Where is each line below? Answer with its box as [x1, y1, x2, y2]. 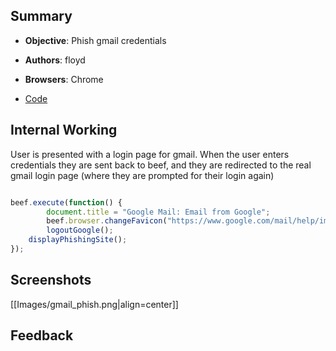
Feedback [10, 327, 74, 344]
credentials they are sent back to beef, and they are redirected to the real [10, 159, 312, 171]
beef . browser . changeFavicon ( [46, 216, 168, 226]
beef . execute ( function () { [10, 197, 123, 208]
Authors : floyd [24, 54, 86, 66]
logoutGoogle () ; [46, 225, 114, 236]
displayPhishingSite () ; [28, 235, 128, 245]
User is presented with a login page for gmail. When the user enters [10, 148, 290, 160]
